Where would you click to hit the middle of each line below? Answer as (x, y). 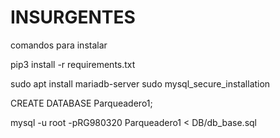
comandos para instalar (59, 45)
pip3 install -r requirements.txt (73, 64)
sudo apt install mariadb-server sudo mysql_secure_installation (140, 83)
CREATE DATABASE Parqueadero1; (81, 103)
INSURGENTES (73, 17)
